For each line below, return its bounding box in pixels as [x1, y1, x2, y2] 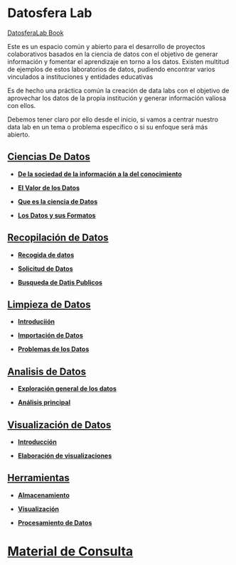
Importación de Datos [17, 331, 83, 340]
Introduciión [17, 318, 55, 326]
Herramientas [7, 472, 70, 484]
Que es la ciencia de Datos [17, 197, 98, 205]
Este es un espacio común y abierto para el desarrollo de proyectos [7, 42, 205, 50]
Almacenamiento [17, 490, 70, 499]
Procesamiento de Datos [17, 518, 92, 527]
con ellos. [7, 101, 36, 109]
